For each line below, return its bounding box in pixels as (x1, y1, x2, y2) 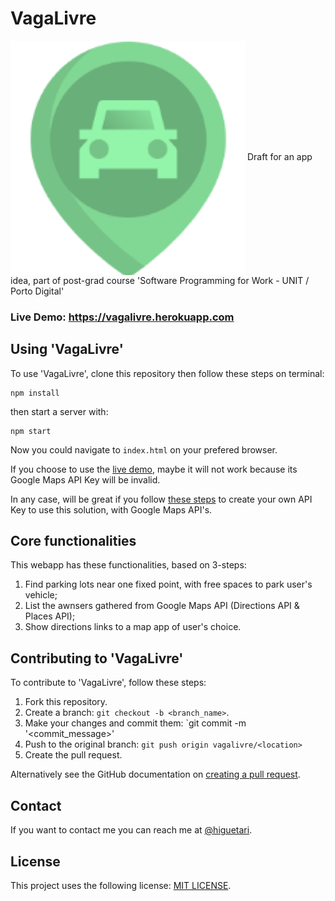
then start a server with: (10, 405, 109, 417)
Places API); (24, 610, 76, 622)
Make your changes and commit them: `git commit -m (24, 717, 247, 729)
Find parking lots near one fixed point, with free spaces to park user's (24, 578, 313, 591)
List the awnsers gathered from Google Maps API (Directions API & (24, 600, 300, 612)
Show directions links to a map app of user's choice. (24, 621, 242, 633)
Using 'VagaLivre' (10, 341, 124, 358)
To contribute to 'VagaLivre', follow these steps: (10, 677, 207, 689)
